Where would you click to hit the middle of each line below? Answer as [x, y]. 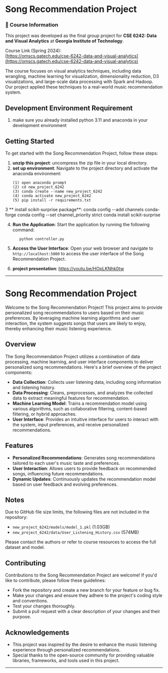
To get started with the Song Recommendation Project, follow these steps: [82, 153]
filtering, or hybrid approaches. [44, 414]
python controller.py [42, 239]
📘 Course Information [32, 25]
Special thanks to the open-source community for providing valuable [83, 655]
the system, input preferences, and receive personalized [70, 424]
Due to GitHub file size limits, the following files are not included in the [77, 512]
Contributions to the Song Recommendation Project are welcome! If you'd [81, 575]
